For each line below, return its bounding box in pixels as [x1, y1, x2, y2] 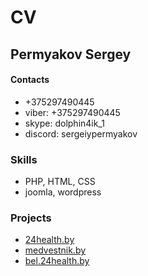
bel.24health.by [24, 255, 90, 267]
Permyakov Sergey [10, 46, 132, 63]
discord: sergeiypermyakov [24, 127, 138, 140]
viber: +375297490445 [24, 106, 121, 118]
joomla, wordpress [24, 186, 102, 198]
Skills [10, 152, 38, 166]
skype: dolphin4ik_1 [24, 117, 105, 129]
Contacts [10, 74, 50, 86]
